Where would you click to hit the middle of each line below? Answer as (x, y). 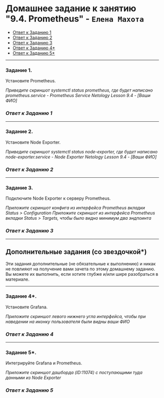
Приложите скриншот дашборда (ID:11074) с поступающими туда (74, 373)
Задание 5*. (21, 353)
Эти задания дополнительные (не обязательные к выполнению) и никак (81, 264)
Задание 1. (19, 70)
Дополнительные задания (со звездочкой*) (76, 252)
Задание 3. (19, 188)
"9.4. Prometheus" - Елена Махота (75, 19)
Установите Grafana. (27, 307)
